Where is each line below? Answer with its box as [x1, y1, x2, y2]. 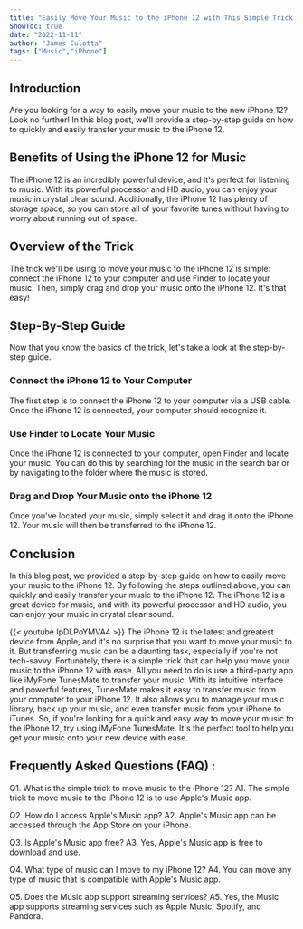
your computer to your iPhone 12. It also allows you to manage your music [9, 694, 285, 705]
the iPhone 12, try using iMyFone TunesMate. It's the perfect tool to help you [9, 722, 294, 734]
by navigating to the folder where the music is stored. [9, 467, 208, 478]
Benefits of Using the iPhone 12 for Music [9, 150, 247, 166]
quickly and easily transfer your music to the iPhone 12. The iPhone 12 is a [9, 590, 286, 601]
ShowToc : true [9, 22, 63, 31]
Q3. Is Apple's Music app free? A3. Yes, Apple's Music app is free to [9, 837, 264, 847]
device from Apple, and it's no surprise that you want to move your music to [9, 636, 292, 647]
